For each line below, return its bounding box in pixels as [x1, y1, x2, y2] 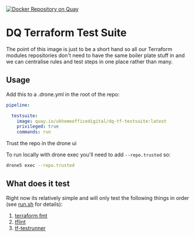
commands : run [16, 129, 51, 135]
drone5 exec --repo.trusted [6, 162, 75, 169]
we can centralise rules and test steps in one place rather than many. [6, 58, 173, 65]
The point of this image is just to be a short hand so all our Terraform [6, 45, 173, 52]
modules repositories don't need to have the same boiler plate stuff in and [6, 52, 185, 59]
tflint [14, 218, 26, 225]
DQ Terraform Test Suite [6, 26, 127, 39]
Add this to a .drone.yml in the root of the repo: [6, 91, 120, 98]
